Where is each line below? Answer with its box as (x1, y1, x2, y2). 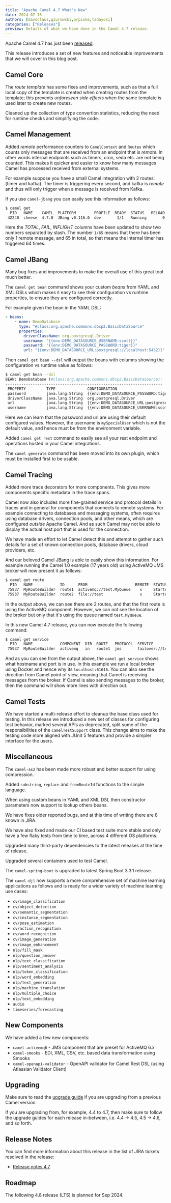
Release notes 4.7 (12, 1164, 50, 1170)
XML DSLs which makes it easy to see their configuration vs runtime (5, 290, 149, 296)
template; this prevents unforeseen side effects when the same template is (5, 95, 162, 101)
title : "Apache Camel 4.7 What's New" (5, 7, 88, 13)
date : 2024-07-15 (5, 12, 42, 17)
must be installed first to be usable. (5, 456, 79, 462)
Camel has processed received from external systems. (5, 165, 120, 171)
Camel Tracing (5, 470, 52, 479)
